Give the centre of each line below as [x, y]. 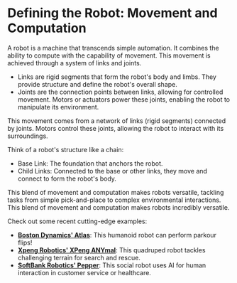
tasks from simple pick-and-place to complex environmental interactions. [114, 200]
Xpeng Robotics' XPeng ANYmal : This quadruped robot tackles [111, 250]
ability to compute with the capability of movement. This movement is [109, 55]
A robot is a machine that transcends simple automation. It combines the [113, 48]
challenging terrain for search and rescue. [79, 257]
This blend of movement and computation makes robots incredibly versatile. [118, 207]
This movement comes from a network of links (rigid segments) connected [117, 121]
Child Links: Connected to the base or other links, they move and [112, 171]
